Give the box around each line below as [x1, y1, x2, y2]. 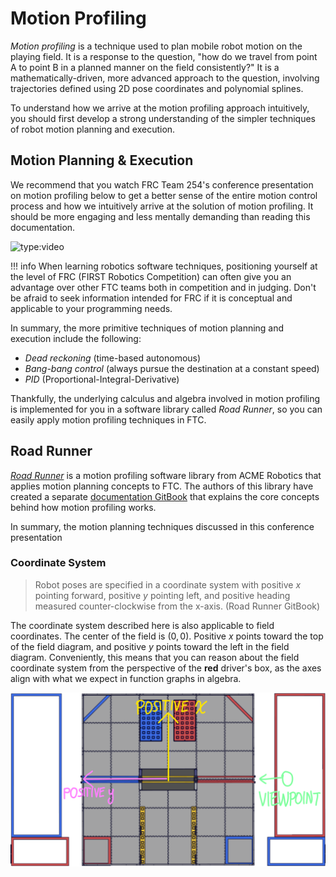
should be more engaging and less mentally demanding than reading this [10, 210, 311, 222]
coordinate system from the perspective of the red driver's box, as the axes [10, 662, 322, 674]
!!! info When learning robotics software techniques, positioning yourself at [10, 260, 318, 272]
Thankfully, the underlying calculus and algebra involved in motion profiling [10, 392, 321, 404]
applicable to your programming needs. [10, 302, 173, 314]
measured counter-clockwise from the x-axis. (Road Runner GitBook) [34, 600, 321, 612]
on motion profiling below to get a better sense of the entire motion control [10, 189, 318, 201]
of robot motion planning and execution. [10, 123, 176, 135]
